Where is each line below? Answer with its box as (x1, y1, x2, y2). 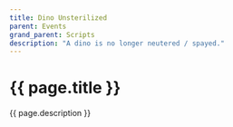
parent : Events (9, 22, 67, 31)
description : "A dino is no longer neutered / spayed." (9, 38, 225, 48)
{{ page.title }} (9, 78, 121, 98)
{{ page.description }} (9, 108, 92, 119)
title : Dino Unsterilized (9, 13, 107, 23)
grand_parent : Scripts (9, 30, 95, 39)
